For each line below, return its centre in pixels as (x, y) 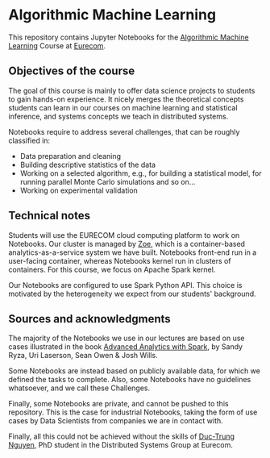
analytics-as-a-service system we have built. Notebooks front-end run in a (133, 252)
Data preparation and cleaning (70, 156)
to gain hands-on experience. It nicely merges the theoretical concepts (126, 99)
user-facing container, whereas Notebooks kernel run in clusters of (120, 260)
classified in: (29, 140)
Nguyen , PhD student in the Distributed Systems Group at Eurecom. (121, 445)
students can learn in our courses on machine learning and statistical (123, 107)
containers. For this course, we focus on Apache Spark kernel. (112, 269)
